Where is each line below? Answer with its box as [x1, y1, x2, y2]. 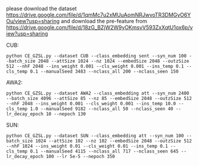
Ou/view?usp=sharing [6, 18, 60, 24]
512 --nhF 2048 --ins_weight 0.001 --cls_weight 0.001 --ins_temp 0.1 [6, 63, 184, 69]
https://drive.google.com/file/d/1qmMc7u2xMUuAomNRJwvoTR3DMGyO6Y [6, 11, 191, 18]
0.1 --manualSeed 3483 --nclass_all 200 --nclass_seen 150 [30, 69, 179, 75]
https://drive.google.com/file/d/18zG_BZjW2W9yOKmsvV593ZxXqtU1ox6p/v [6, 24, 193, 31]
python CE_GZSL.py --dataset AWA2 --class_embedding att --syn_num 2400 [6, 90, 190, 96]
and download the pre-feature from [60, 18, 147, 24]
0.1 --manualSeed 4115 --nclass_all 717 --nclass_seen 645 [30, 148, 179, 154]
